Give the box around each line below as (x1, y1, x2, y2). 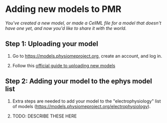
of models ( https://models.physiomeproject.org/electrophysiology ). (12, 103, 151, 109)
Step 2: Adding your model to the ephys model (5, 77, 153, 86)
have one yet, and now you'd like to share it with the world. (5, 25, 127, 31)
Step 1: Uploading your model (5, 40, 99, 48)
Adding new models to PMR (5, 3, 122, 15)
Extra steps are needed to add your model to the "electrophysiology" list (12, 98, 161, 104)
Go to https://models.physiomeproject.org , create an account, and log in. (12, 53, 163, 59)
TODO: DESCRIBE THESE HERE (12, 113, 77, 119)
